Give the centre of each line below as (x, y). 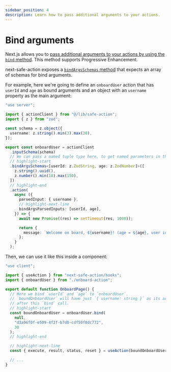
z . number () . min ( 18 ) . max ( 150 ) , (47, 176)
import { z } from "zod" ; (33, 119)
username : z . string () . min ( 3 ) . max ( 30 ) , (51, 133)
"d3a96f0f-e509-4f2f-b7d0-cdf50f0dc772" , (59, 322)
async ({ (24, 195)
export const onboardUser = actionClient (50, 147)
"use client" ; (20, 266)
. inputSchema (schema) (33, 152)
